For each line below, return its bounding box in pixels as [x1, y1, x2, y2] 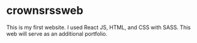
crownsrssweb [6, 4, 84, 18]
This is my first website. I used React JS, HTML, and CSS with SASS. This [6, 24, 191, 31]
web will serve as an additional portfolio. [6, 30, 108, 37]
